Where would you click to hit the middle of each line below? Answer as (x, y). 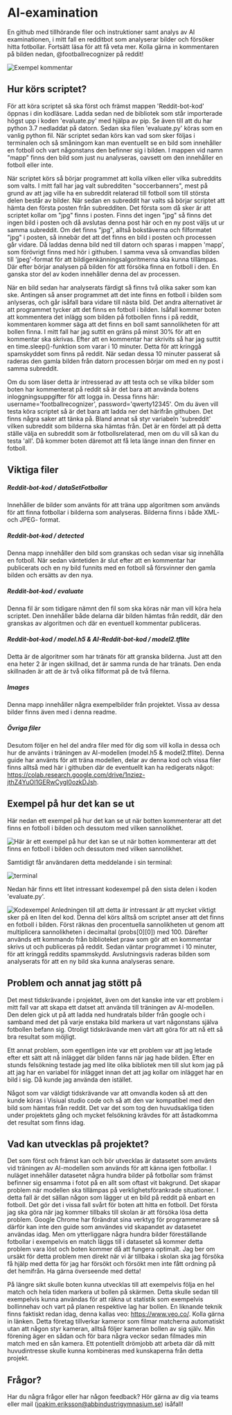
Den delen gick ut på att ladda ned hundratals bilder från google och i (106, 1014)
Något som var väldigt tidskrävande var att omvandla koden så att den (107, 1093)
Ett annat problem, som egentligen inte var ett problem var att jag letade (110, 1050)
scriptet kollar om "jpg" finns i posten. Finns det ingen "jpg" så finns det (110, 215)
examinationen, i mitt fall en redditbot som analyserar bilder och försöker (111, 39)
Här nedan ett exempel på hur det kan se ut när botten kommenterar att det (114, 820)
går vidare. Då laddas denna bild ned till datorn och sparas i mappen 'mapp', (116, 245)
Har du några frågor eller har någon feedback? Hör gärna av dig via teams (113, 1397)
